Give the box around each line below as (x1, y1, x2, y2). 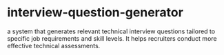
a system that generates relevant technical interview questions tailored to (7, 27, 216, 35)
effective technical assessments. (7, 41, 101, 50)
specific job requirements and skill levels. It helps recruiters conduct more (7, 34, 217, 42)
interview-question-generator (7, 5, 184, 20)
